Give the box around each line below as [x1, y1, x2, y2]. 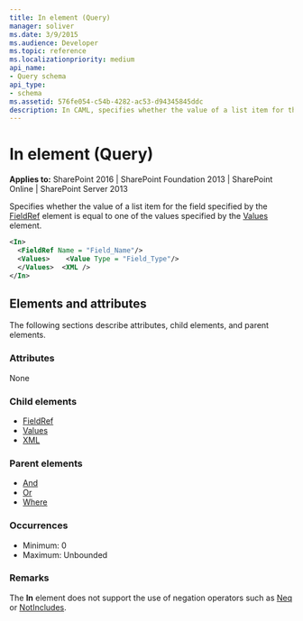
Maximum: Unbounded [22, 549, 108, 560]
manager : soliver [9, 22, 75, 31]
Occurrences [9, 519, 69, 532]
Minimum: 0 [22, 540, 68, 551]
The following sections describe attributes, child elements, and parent [9, 320, 269, 331]
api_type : [9, 80, 47, 89]
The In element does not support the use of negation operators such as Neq [9, 592, 293, 603]
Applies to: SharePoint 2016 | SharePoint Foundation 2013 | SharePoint [9, 174, 273, 185]
